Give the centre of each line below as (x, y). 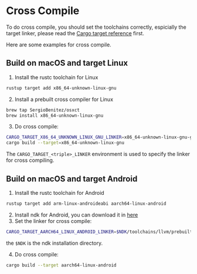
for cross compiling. (30, 160)
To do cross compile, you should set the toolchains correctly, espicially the (96, 27)
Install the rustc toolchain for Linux (56, 77)
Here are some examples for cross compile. (59, 45)
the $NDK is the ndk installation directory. (55, 243)
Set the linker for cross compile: (53, 221)
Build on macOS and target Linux (67, 63)
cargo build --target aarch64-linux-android (61, 265)
